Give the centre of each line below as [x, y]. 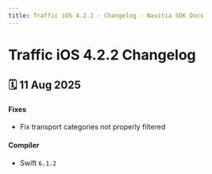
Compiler [24, 145]
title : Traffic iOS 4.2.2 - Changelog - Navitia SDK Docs [106, 15]
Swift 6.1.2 [38, 163]
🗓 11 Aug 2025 [45, 85]
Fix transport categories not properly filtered [93, 127]
